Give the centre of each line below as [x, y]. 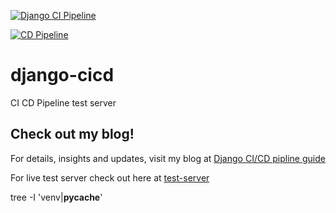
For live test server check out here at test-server [110, 177]
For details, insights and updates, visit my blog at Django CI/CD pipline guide [168, 158]
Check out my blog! [72, 134]
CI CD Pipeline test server [63, 102]
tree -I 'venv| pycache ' [56, 197]
